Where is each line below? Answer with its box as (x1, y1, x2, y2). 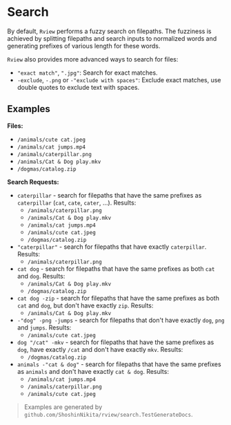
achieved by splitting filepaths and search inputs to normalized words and (7, 34, 217, 42)
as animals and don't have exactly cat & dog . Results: (17, 367, 169, 375)
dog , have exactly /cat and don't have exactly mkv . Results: (17, 345, 183, 353)
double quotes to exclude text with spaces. (17, 83, 140, 91)
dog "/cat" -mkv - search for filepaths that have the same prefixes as (17, 338, 214, 346)
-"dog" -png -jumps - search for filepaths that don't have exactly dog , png (17, 316, 225, 324)
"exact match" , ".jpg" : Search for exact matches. (17, 68, 158, 77)
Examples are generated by (23, 402, 103, 411)
